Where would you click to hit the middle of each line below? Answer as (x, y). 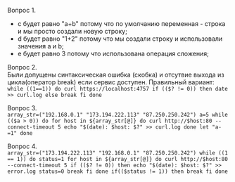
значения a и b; (41, 46)
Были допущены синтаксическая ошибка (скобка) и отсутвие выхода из (116, 74)
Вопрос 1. (22, 10)
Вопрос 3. (22, 108)
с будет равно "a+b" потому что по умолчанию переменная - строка (121, 24)
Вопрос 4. (22, 146)
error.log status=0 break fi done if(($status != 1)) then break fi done (118, 171)
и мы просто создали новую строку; (72, 31)
